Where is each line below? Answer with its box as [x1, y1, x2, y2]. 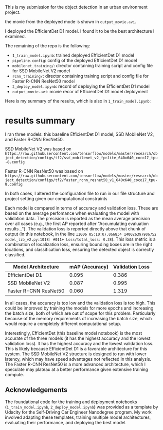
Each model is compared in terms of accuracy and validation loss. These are [5, 205, 159, 211]
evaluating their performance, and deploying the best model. [5, 419, 127, 425]
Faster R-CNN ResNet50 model [12, 78, 75, 84]
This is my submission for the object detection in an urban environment [5, 4, 148, 10]
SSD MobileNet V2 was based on [5, 146, 72, 152]
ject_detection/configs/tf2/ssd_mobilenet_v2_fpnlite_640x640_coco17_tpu [5, 155, 158, 160]
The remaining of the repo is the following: [5, 43, 90, 48]
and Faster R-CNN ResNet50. [5, 136, 64, 142]
